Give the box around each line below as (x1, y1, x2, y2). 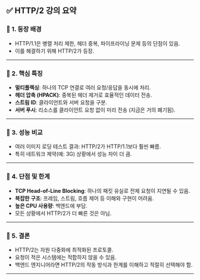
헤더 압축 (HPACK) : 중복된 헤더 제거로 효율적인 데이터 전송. (14, 91, 152, 99)
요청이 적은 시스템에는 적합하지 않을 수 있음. (14, 253, 117, 261)
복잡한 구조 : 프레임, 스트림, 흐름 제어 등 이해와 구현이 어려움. (14, 195, 154, 202)
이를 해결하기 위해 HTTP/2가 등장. (14, 47, 95, 54)
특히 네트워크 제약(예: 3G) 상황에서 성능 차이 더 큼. (14, 150, 132, 158)
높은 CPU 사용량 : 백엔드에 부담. (14, 202, 87, 209)
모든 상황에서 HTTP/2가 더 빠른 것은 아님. (14, 210, 112, 217)
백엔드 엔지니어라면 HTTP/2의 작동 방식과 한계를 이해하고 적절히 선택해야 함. (14, 261, 193, 268)
